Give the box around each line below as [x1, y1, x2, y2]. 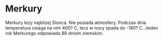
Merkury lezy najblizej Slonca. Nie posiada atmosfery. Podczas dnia [5, 19, 146, 25]
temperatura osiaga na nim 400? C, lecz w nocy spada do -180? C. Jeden [5, 24, 158, 30]
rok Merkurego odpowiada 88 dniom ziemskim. [5, 30, 103, 36]
